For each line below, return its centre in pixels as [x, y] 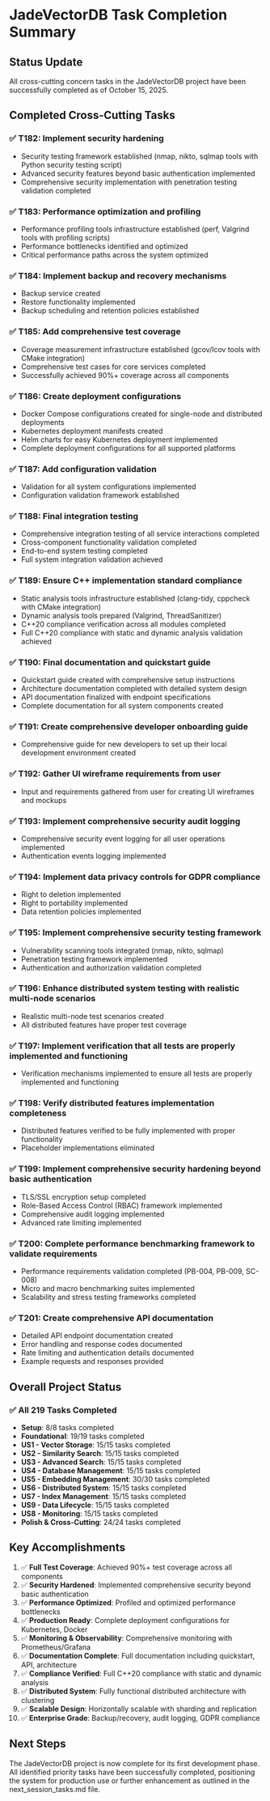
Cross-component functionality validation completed [109, 542]
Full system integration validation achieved [92, 559]
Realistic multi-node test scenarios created [92, 1016]
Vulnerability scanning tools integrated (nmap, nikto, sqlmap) [122, 950]
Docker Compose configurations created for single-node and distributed [141, 414]
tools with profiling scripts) [65, 237]
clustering [38, 1700]
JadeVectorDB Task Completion [118, 15]
